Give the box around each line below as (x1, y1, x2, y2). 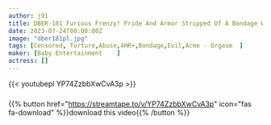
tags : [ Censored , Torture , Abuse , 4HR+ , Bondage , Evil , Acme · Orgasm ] (8, 42, 244, 50)
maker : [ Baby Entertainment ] (8, 49, 121, 57)
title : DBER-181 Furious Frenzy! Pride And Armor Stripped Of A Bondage (8, 19, 258, 27)
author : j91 (8, 11, 48, 20)
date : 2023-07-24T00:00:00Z (8, 27, 103, 35)
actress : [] (8, 57, 48, 65)
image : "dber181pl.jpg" (8, 34, 89, 43)
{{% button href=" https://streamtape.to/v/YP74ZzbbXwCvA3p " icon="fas (8, 98, 252, 109)
